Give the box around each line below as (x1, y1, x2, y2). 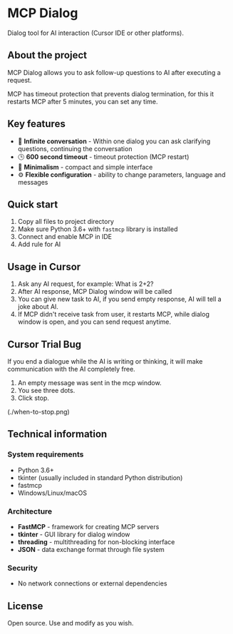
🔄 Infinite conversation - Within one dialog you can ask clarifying (17, 137, 211, 145)
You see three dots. (17, 387, 76, 394)
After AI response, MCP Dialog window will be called (17, 287, 172, 296)
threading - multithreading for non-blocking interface (17, 537, 175, 546)
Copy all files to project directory (17, 218, 114, 226)
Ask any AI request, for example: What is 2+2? (17, 280, 154, 288)
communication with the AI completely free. (7, 365, 135, 373)
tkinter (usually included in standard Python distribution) (17, 473, 183, 482)
